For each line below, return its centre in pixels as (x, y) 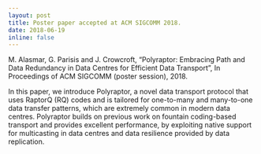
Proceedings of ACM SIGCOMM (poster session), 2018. (98, 76)
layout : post (30, 15)
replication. (26, 141)
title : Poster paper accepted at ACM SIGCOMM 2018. (95, 23)
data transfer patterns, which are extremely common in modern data (119, 108)
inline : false (32, 37)
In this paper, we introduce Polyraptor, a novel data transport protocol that (129, 92)
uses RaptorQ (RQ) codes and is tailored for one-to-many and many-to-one (130, 100)
